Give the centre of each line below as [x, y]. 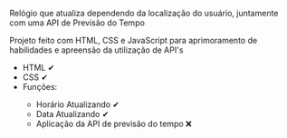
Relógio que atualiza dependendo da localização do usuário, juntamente [144, 13]
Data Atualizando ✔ [72, 114]
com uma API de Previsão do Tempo [77, 23]
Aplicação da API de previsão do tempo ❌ [114, 123]
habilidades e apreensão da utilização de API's [96, 50]
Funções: [40, 87]
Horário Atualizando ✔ [78, 104]
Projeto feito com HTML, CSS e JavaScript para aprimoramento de [134, 40]
